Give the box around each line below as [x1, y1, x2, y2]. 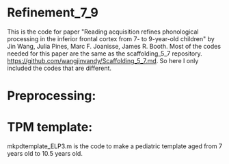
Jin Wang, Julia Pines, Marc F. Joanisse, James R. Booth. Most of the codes [7, 42, 221, 50]
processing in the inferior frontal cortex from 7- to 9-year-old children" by [7, 34, 215, 43]
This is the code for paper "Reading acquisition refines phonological [7, 27, 199, 36]
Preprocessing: [7, 88, 96, 104]
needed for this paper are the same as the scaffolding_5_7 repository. [7, 49, 203, 58]
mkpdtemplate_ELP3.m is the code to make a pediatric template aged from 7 [7, 142, 223, 150]
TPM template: [7, 119, 93, 135]
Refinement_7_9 [7, 5, 99, 21]
